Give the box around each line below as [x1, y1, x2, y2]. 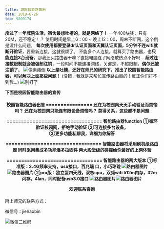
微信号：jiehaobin [5, 208, 41, 214]
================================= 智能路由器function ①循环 [6, 118, 158, 124]
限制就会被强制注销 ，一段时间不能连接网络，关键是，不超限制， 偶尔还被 [13, 61, 159, 67]
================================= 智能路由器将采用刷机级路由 [5, 140, 159, 147]
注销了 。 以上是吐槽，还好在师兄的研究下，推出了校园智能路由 [5, 67, 154, 73]
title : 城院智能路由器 [5, 7, 46, 12]
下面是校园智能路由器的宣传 [5, 90, 61, 95]
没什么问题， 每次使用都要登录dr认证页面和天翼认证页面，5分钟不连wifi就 [9, 43, 158, 48]
